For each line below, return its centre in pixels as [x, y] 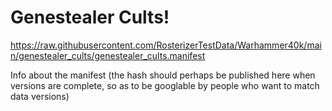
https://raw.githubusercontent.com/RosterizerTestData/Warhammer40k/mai [166, 45]
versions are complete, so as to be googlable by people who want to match [165, 85]
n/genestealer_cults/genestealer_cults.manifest [108, 55]
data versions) [40, 96]
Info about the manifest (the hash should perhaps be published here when [163, 75]
